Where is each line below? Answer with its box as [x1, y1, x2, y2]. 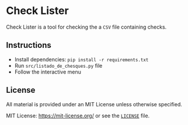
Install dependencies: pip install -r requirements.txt [14, 55, 149, 62]
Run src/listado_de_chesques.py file [14, 62, 103, 69]
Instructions [6, 40, 51, 50]
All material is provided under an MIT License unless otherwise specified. [6, 100, 183, 107]
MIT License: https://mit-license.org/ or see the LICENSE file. [6, 112, 150, 119]
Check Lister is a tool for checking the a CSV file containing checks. [6, 23, 167, 30]
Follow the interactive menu [14, 68, 82, 75]
